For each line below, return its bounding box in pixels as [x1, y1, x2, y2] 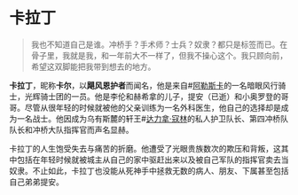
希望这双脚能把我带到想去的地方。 [30, 61, 156, 72]
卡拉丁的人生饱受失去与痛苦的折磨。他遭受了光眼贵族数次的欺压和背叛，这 [9, 143, 281, 153]
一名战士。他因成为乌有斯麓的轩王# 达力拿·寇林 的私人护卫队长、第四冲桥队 [16, 113, 288, 124]
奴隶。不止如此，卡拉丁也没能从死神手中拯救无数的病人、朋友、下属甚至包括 [9, 165, 289, 175]
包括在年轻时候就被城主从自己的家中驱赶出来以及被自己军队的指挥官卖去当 [16, 154, 289, 165]
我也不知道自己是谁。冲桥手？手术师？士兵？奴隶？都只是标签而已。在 [30, 39, 288, 50]
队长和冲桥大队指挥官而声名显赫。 [9, 124, 134, 135]
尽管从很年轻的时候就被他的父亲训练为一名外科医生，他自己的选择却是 [24, 102, 281, 113]
